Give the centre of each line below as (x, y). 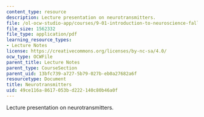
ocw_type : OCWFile (29, 57)
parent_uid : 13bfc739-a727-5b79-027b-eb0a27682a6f (72, 74)
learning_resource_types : (39, 40)
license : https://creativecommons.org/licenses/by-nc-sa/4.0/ (87, 51)
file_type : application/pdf (42, 34)
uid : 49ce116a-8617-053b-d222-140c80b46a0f (62, 90)
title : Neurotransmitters (39, 85)
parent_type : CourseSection (42, 68)
